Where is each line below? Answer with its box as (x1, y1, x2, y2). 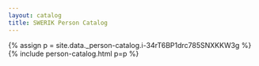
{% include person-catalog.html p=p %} (8, 49, 139, 58)
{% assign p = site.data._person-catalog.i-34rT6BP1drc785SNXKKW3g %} (8, 40, 252, 49)
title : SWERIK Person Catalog (8, 19, 109, 27)
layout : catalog (8, 11, 62, 20)
